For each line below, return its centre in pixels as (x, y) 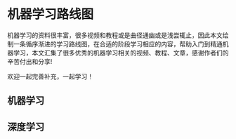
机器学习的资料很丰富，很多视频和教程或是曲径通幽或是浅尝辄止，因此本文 (115, 35)
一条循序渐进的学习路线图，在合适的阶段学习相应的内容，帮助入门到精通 (118, 44)
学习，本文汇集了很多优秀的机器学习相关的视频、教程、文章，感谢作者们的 (121, 53)
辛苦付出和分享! (30, 61)
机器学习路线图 (51, 14)
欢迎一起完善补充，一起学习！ (50, 76)
